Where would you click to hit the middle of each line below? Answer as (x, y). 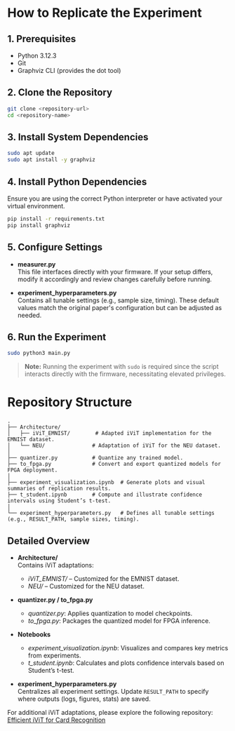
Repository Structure (70, 402)
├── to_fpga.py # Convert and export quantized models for (114, 464)
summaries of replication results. (59, 489)
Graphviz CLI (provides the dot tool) (69, 71)
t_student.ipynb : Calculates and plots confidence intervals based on (126, 663)
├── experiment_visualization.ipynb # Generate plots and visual (106, 483)
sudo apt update (31, 153)
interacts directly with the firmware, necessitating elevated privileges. (125, 374)
